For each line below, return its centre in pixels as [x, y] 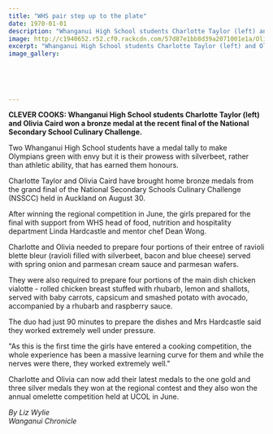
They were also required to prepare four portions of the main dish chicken [132, 280]
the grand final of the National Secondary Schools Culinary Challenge [125, 190]
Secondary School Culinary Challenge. [75, 132]
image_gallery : [34, 54]
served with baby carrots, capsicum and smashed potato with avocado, [128, 297]
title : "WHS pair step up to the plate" [78, 16]
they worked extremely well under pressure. [82, 331]
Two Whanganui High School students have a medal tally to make [118, 148]
